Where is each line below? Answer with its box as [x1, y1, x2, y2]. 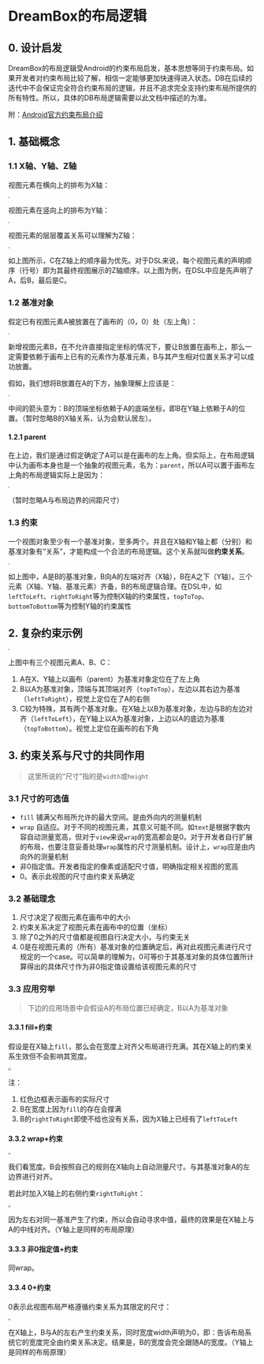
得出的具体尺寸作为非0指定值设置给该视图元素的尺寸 [26, 962, 197, 971]
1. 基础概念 [8, 135, 61, 148]
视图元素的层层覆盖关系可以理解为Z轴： [8, 230, 137, 241]
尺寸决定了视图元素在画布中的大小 [19, 913, 131, 922]
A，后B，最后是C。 [8, 275, 72, 285]
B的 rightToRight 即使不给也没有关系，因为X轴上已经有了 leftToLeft [19, 1114, 239, 1124]
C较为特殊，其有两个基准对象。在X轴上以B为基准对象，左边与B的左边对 [19, 704, 253, 713]
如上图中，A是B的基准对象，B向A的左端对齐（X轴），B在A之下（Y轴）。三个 [8, 571, 253, 581]
